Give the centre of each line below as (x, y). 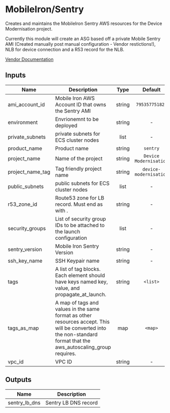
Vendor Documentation (30, 59)
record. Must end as (79, 204)
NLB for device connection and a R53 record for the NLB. (65, 49)
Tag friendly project (78, 169)
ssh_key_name (25, 261)
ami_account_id (26, 104)
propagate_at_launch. (81, 294)
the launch (68, 231)
